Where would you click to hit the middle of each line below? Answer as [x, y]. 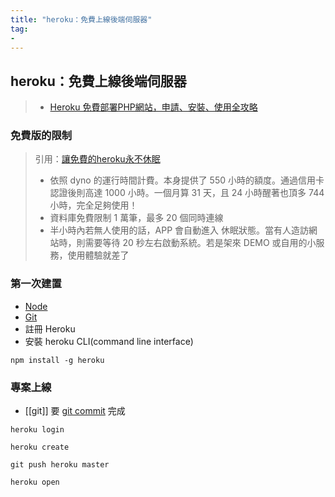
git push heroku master [60, 465]
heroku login [37, 430]
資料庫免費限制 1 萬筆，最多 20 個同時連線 [136, 218]
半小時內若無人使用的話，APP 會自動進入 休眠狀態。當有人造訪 [179, 230]
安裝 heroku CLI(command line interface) [109, 341]
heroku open [35, 482]
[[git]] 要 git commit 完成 [75, 411]
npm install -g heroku [57, 360]
